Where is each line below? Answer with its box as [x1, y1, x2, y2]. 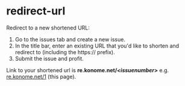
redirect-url [6, 4, 66, 18]
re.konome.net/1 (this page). [6, 73, 77, 80]
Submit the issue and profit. [14, 55, 84, 62]
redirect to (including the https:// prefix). [14, 48, 116, 55]
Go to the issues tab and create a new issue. [14, 35, 125, 43]
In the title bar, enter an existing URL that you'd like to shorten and [14, 42, 180, 49]
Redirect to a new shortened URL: [6, 24, 90, 31]
